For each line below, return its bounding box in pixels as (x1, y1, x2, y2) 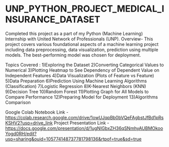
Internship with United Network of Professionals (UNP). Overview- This (5, 36, 153, 42)
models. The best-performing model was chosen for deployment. (5, 52, 141, 58)
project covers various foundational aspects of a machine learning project (5, 41, 159, 47)
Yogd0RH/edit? (5, 130, 37, 136)
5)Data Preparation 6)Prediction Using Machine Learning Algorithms (5, 78, 147, 84)
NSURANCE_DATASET (5, 14, 100, 25)
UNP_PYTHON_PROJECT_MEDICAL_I (5, 3, 164, 15)
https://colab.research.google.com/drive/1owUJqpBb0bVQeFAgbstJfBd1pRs (5, 114, 164, 120)
